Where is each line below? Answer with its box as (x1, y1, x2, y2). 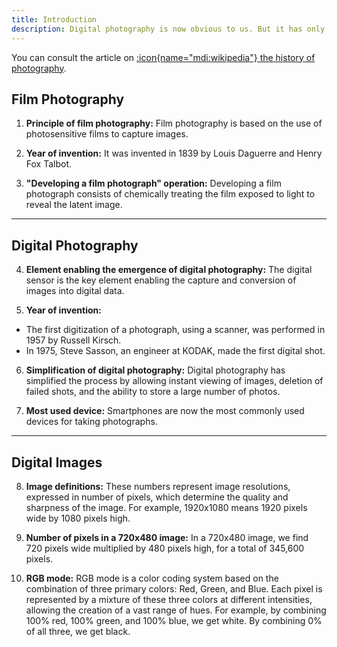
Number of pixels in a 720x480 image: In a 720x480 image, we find (25, 531, 309, 543)
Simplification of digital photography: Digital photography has (25, 364, 286, 376)
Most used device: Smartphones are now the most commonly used (25, 405, 305, 417)
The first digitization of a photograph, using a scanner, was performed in (25, 324, 326, 336)
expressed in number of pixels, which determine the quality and (25, 491, 289, 503)
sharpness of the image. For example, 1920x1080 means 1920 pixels (25, 501, 308, 513)
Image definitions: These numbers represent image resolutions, (25, 480, 291, 492)
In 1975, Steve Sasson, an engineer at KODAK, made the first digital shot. (25, 345, 326, 357)
